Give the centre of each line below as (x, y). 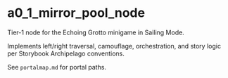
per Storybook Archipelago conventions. (66, 53)
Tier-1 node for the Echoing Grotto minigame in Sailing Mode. (96, 32)
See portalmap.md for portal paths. (57, 67)
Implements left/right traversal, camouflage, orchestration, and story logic (114, 46)
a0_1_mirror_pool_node (76, 13)
